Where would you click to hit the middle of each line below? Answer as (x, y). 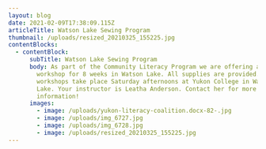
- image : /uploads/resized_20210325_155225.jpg (116, 132)
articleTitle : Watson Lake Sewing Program (79, 30)
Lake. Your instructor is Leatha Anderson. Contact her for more (147, 89)
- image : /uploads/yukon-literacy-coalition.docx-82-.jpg (134, 111)
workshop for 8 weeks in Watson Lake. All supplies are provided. (148, 74)
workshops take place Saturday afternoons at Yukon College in (143, 81)
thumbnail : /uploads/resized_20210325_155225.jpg (92, 37)
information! (58, 96)
